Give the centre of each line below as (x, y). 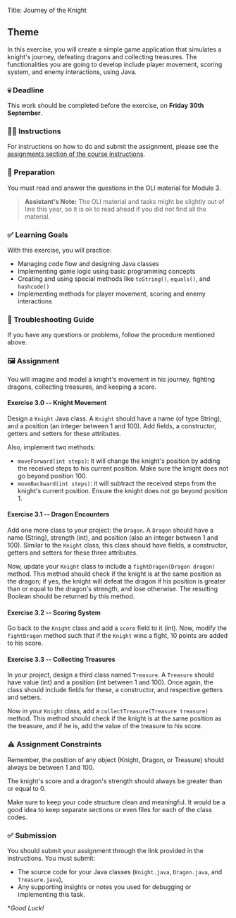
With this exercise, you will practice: (60, 250)
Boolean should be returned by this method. (71, 596)
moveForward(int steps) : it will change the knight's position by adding (119, 461)
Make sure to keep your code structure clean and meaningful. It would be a (116, 802)
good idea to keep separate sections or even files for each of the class (110, 809)
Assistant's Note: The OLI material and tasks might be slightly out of (124, 201)
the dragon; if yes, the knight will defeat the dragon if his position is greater (117, 581)
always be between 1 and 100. (51, 767)
